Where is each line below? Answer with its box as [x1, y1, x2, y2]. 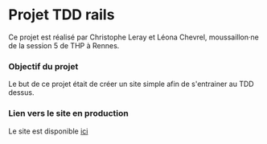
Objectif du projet [8, 60, 79, 72]
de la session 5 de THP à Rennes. [8, 40, 120, 50]
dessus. [8, 88, 35, 97]
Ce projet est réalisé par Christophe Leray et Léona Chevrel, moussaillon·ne [8, 32, 259, 42]
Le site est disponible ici [8, 126, 88, 136]
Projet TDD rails [8, 6, 115, 24]
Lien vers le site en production [8, 108, 129, 119]
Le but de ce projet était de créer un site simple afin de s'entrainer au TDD [8, 79, 255, 89]
